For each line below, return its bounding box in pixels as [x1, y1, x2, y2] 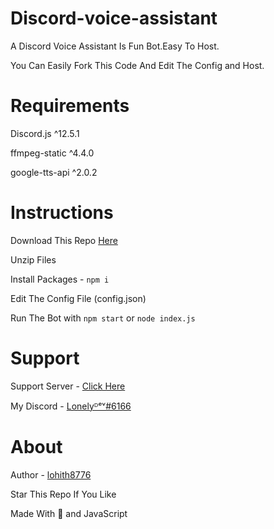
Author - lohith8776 [10, 468, 92, 481]
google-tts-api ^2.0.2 [10, 166, 98, 178]
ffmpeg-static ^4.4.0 [10, 147, 95, 159]
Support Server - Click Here [10, 380, 126, 392]
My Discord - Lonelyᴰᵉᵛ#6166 [10, 400, 132, 412]
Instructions [10, 202, 114, 224]
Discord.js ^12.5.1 [10, 127, 80, 139]
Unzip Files [10, 253, 57, 266]
